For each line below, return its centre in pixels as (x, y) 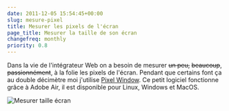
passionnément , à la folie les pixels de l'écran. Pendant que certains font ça (114, 72)
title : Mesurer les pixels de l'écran (63, 26)
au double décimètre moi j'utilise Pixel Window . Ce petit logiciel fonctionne (113, 80)
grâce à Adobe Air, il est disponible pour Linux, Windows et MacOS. (103, 87)
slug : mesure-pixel (35, 20)
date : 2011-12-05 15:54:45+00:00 (55, 13)
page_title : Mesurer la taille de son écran (72, 33)
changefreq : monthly (37, 39)
